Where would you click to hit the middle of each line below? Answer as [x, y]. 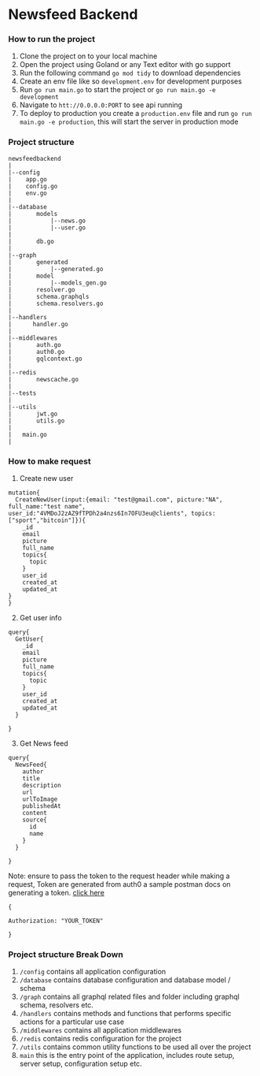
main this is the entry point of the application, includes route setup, [127, 1056]
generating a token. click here [56, 893]
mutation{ [24, 493]
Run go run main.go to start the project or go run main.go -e [117, 90]
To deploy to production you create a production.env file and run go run [136, 114]
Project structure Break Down [66, 954]
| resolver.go [42, 289]
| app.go [27, 179]
